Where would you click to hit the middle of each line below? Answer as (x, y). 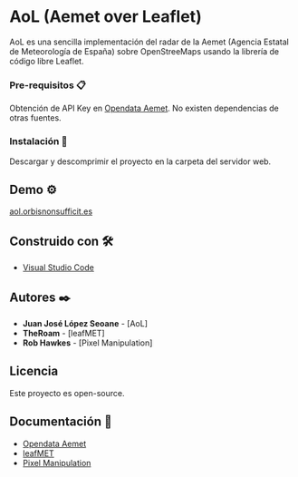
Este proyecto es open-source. (67, 393)
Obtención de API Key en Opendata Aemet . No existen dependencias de (144, 108)
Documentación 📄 (61, 422)
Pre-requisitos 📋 (48, 85)
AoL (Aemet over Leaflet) (106, 17)
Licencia (34, 371)
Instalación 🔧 (38, 141)
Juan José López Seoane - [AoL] (85, 323)
